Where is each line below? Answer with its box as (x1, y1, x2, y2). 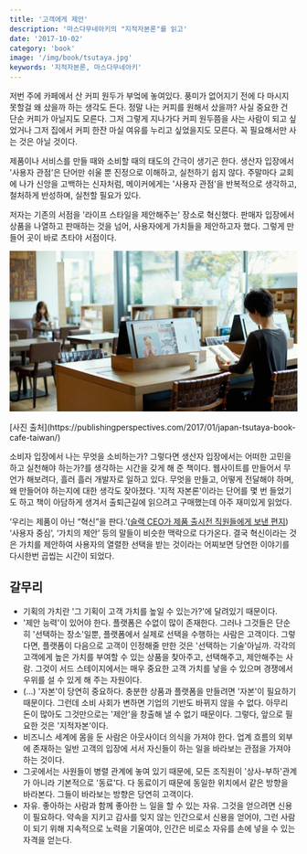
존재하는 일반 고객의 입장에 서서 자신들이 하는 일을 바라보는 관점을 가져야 (32, 742, 291, 753)
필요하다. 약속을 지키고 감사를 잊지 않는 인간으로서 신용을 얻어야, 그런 (32, 811, 279, 822)
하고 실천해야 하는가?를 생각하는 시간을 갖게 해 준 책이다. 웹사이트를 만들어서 (9, 463, 281, 474)
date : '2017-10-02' (9, 34, 84, 43)
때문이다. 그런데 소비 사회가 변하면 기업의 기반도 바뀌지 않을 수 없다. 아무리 (22, 697, 289, 708)
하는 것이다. (22, 754, 66, 765)
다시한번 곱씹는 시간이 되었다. (9, 550, 115, 561)
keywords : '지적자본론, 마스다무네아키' (9, 63, 143, 72)
